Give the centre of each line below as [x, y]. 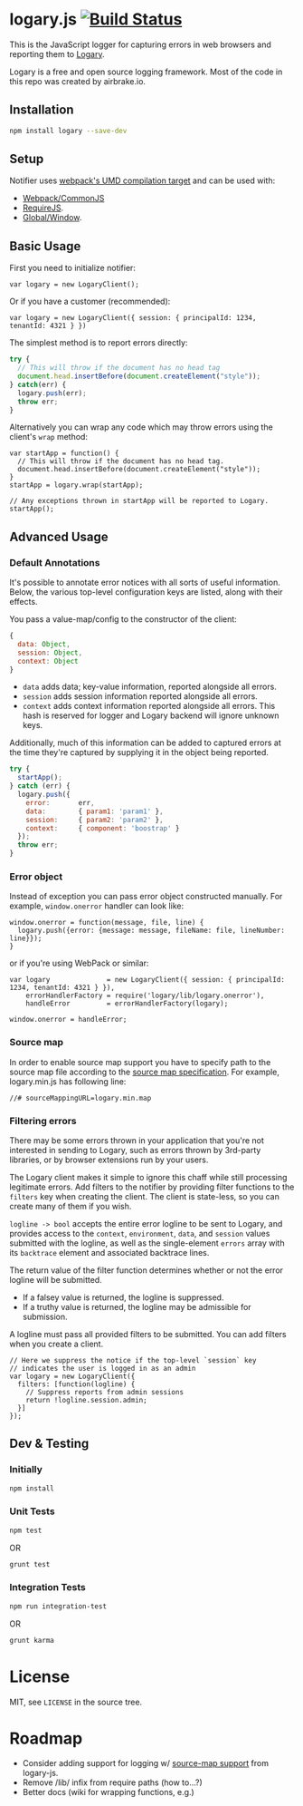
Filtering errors [43, 1121]
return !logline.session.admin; [86, 1400]
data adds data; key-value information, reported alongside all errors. [150, 687]
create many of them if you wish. [71, 1206]
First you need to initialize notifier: [72, 268]
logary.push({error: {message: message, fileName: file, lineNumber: [151, 931]
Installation [42, 110]
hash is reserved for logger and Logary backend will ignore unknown [151, 715]
